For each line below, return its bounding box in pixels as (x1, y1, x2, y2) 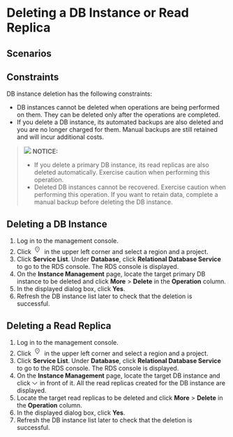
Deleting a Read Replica (6, 320, 112, 332)
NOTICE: (32, 147, 59, 156)
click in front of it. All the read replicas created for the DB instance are (16, 379, 226, 387)
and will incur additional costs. (16, 133, 105, 141)
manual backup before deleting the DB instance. (33, 198, 173, 207)
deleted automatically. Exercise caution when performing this (33, 168, 210, 177)
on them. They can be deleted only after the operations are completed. (16, 110, 220, 119)
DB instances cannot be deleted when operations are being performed (16, 103, 220, 112)
